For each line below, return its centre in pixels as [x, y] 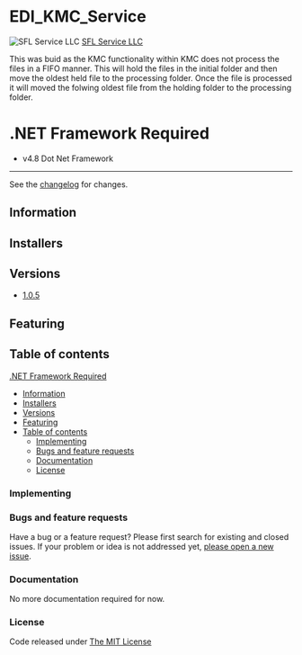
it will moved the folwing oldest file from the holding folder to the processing [151, 87]
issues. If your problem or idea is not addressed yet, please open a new [142, 546]
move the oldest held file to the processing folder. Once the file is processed [151, 77]
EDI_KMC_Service [78, 17]
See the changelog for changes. [69, 184]
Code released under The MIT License [80, 642]
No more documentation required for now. [87, 599]
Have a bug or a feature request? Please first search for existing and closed [149, 536]
